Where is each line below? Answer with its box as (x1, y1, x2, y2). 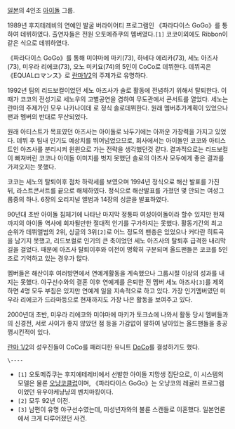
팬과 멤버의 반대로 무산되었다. (7, 113, 88, 121)
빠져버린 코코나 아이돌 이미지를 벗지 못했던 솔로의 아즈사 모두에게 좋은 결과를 (14, 154, 224, 162)
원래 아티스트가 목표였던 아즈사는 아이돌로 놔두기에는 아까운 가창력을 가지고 (7, 127, 214, 136)
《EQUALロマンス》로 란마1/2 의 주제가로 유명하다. (7, 71, 149, 79)
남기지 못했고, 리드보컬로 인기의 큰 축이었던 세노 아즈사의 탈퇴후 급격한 (14, 236, 208, 245)
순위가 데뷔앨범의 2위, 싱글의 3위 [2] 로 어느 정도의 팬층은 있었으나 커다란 (7, 228, 206, 236)
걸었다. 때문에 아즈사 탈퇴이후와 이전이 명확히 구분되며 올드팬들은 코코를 (20, 245, 217, 253)
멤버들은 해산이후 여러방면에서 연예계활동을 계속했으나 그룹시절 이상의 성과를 (7, 269, 217, 277)
